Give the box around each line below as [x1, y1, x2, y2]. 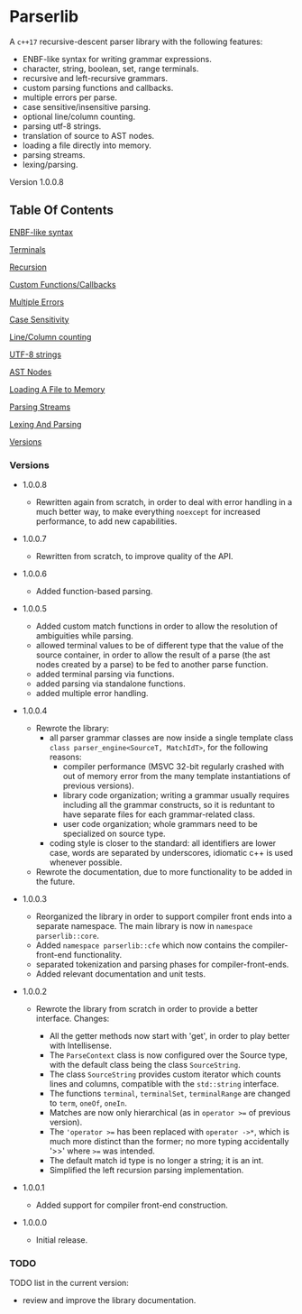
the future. [35, 877, 76, 887]
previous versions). [62, 780, 134, 791]
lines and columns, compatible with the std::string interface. [49, 1079, 279, 1089]
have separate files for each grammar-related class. [62, 809, 255, 820]
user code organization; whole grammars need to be [62, 819, 259, 830]
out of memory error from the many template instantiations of [62, 771, 291, 782]
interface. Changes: [35, 1013, 110, 1025]
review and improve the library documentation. [22, 1295, 197, 1306]
